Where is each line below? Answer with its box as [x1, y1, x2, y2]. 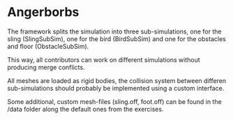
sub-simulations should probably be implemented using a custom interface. [7, 84, 225, 92]
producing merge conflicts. [7, 63, 85, 71]
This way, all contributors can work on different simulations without [7, 55, 200, 63]
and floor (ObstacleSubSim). [7, 42, 89, 50]
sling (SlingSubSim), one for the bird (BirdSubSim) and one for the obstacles [7, 34, 227, 43]
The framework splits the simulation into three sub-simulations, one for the [7, 27, 222, 36]
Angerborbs [7, 4, 80, 20]
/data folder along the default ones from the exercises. [7, 105, 164, 113]
